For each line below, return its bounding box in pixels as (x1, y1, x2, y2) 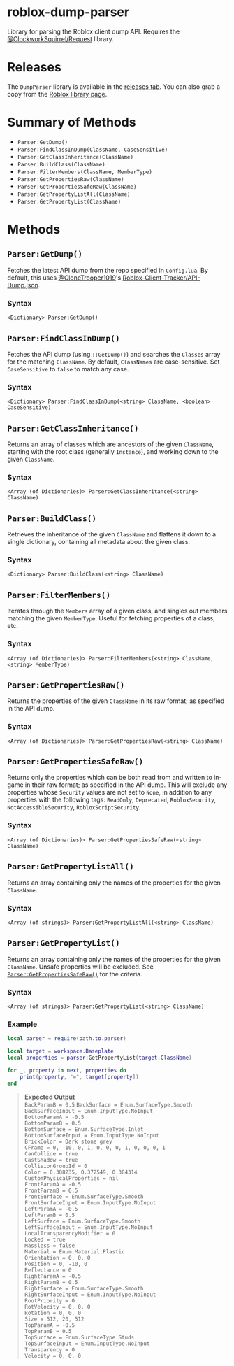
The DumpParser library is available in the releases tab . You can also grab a (7, 82, 221, 91)
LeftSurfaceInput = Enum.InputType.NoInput (24, 1223, 154, 1231)
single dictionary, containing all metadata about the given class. (7, 538, 191, 546)
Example (7, 1019, 38, 1029)
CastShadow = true (24, 1156, 78, 1163)
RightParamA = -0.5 (24, 1272, 82, 1280)
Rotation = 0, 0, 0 (24, 1309, 82, 1316)
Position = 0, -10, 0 (24, 1260, 87, 1267)
